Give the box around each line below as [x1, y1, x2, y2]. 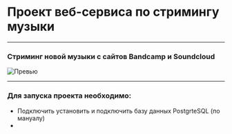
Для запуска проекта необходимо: [7, 91, 132, 100]
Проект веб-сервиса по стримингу [7, 4, 220, 20]
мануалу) [17, 114, 45, 122]
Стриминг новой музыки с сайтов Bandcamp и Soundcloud [7, 52, 215, 61]
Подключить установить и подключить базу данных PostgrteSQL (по [17, 107, 220, 115]
